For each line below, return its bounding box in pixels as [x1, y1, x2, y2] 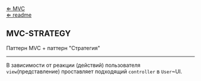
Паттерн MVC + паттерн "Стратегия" [6, 44, 100, 51]
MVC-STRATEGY [6, 29, 71, 39]
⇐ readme [6, 11, 32, 18]
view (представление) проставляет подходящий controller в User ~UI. [6, 68, 182, 75]
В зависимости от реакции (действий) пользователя [6, 61, 141, 68]
